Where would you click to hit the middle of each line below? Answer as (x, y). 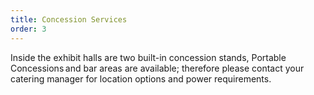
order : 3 (28, 29)
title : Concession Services (69, 19)
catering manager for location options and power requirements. (141, 78)
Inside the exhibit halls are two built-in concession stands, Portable (148, 57)
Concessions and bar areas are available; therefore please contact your (157, 68)
